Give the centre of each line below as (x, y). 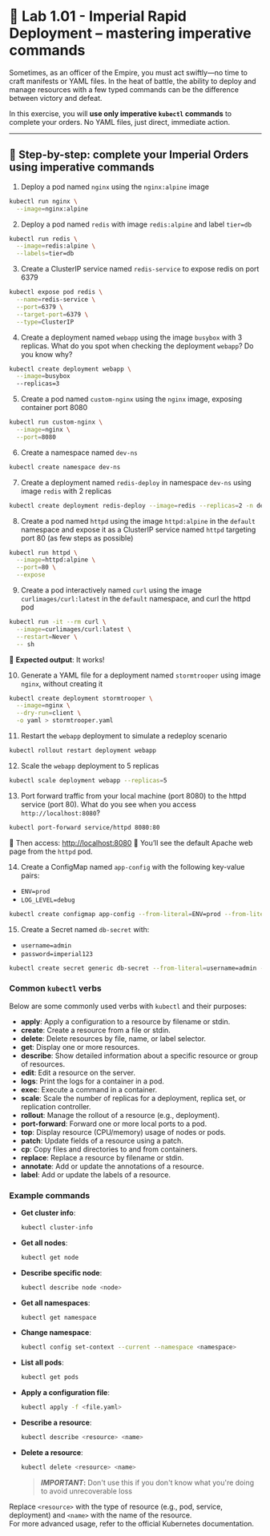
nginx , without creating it (62, 683)
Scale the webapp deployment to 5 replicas (90, 766)
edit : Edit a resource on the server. (78, 1072)
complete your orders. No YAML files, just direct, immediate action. (120, 122)
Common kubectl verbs (56, 988)
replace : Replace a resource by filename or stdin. (102, 1157)
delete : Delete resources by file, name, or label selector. (113, 1038)
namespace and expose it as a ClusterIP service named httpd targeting (138, 529)
